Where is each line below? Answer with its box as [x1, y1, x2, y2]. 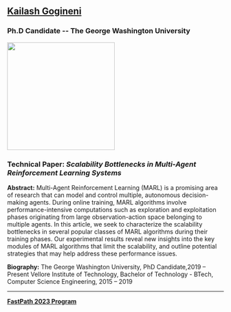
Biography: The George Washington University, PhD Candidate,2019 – [7, 262, 206, 271]
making [7, 198, 29, 206]
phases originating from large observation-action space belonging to [7, 213, 203, 221]
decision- [181, 191, 209, 199]
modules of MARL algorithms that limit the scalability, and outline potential [7, 242, 217, 250]
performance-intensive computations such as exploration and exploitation [7, 205, 217, 214]
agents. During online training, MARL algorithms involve [29, 198, 187, 206]
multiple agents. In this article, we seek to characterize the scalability [7, 220, 203, 228]
